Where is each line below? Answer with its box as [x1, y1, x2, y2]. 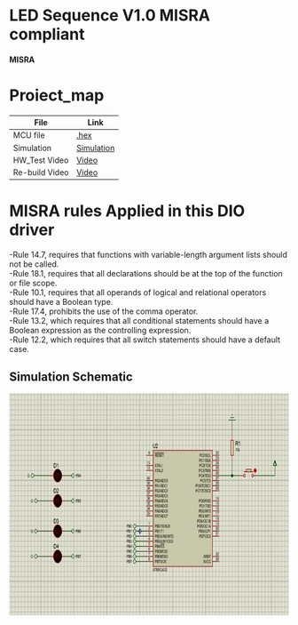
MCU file [12, 130, 46, 140]
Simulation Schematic [9, 370, 133, 385]
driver [9, 220, 55, 240]
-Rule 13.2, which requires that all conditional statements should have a [9, 315, 270, 325]
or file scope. [9, 277, 58, 288]
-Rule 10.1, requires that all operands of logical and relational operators [9, 286, 267, 298]
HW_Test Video [12, 155, 69, 165]
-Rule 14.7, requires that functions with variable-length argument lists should [9, 249, 288, 260]
